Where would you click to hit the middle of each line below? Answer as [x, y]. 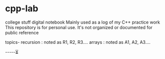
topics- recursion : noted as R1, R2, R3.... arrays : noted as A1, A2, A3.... [78, 42]
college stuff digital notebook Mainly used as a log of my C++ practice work [82, 22]
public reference [22, 32]
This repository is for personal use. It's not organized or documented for [79, 27]
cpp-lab [22, 9]
